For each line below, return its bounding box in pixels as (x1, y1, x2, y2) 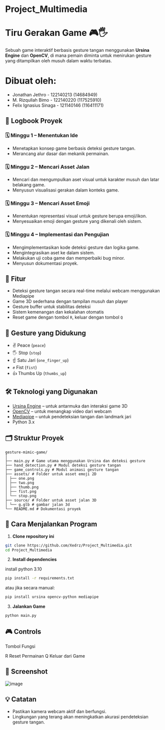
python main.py (5, 613, 37, 618)
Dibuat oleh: (5, 75, 57, 87)
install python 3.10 (5, 566, 42, 572)
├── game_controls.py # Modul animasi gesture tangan (5, 467, 119, 472)
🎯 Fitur (5, 275, 26, 283)
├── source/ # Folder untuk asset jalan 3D (5, 498, 97, 503)
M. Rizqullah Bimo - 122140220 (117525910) (12, 97, 102, 103)
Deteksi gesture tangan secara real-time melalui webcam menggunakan (12, 288, 160, 294)
